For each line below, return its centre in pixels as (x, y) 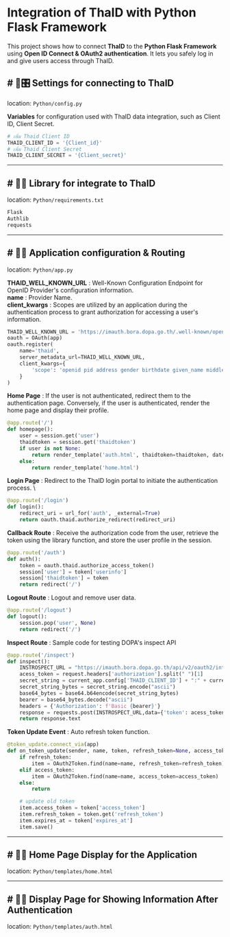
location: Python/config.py (44, 103)
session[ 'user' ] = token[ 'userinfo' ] (73, 572)
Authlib (18, 218)
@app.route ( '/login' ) (38, 501)
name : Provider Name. (40, 297)
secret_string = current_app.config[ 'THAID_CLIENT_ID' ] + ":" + (113, 680)
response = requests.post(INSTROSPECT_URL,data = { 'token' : (104, 712)
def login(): (26, 507)
